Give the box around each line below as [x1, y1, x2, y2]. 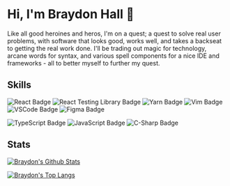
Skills [7, 79, 31, 91]
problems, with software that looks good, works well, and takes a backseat [7, 36, 222, 45]
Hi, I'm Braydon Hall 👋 [7, 6, 135, 22]
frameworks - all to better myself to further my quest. [7, 59, 160, 67]
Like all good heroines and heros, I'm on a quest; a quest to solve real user [7, 29, 221, 38]
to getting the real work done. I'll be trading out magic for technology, [7, 44, 207, 52]
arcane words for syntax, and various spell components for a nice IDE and [7, 52, 220, 60]
